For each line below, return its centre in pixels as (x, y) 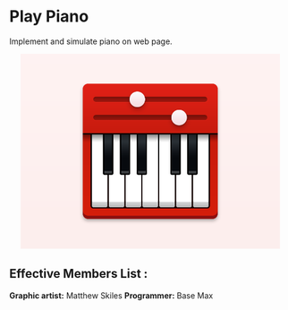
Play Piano (49, 17)
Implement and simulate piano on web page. (91, 41)
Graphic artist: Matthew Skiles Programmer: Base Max (111, 295)
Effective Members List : (79, 274)
